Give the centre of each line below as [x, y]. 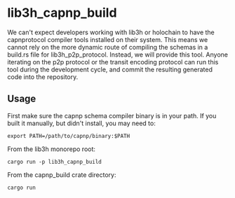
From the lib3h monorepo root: [52, 149]
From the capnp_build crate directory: [62, 175]
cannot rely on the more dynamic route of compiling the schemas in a [108, 47]
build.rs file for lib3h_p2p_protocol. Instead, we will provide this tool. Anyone [117, 55]
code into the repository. [43, 77]
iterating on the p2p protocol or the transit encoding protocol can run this [113, 62]
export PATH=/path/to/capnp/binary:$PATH [69, 136]
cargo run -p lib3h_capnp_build [54, 162]
